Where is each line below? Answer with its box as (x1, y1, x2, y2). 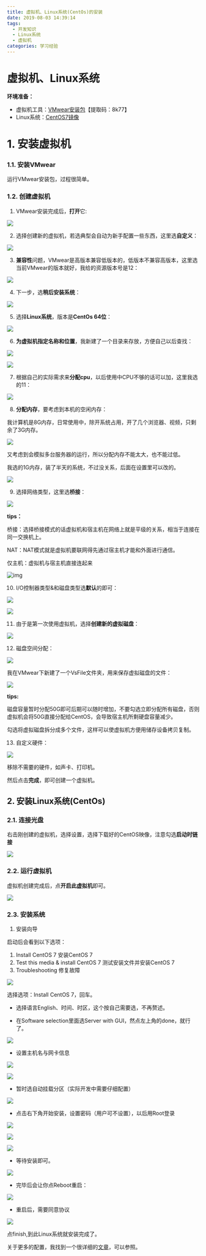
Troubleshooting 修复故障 (15, 966, 81, 973)
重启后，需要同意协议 (15, 1206, 70, 1213)
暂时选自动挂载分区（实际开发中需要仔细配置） (15, 1085, 134, 1092)
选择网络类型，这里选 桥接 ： (15, 488, 86, 496)
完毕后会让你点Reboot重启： (15, 1181, 88, 1189)
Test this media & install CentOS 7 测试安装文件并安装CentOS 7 (15, 959, 175, 966)
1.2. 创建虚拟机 (7, 192, 51, 201)
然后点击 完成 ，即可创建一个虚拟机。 (7, 776, 98, 784)
